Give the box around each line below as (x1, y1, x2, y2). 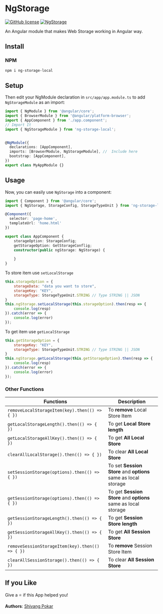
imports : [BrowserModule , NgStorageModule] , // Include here (9, 149, 138, 154)
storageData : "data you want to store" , (14, 283, 97, 289)
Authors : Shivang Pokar (5, 603, 53, 609)
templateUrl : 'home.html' (9, 221, 62, 226)
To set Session (108, 462, 143, 469)
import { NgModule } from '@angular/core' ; (5, 109, 95, 114)
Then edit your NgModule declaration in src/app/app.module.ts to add (5, 94, 146, 100)
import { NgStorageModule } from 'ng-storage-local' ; (5, 127, 116, 132)
